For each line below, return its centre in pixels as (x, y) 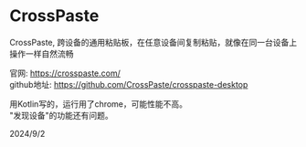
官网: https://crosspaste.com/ (65, 73)
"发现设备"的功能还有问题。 (62, 115)
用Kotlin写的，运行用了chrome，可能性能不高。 (99, 104)
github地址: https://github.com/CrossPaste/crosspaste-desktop (129, 84)
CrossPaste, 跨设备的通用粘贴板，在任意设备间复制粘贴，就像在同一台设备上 (153, 42)
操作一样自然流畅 (42, 53)
